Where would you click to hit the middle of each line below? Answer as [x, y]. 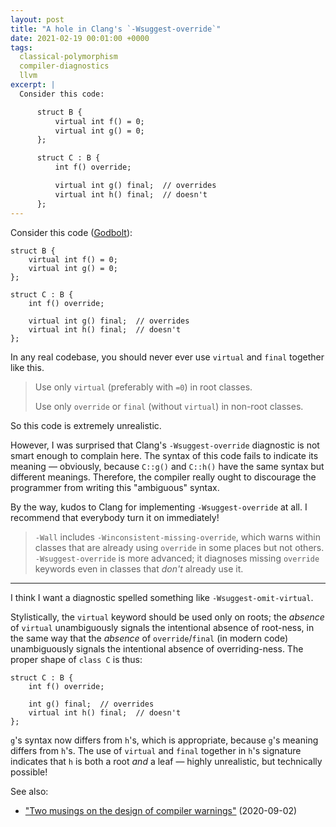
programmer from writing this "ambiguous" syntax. [115, 487]
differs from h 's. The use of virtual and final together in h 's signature [156, 750]
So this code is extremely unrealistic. [86, 425]
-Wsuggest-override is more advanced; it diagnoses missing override [177, 558]
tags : [21, 47]
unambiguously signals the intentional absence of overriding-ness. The [157, 648]
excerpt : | [33, 85]
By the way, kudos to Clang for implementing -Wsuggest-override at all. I [159, 507]
